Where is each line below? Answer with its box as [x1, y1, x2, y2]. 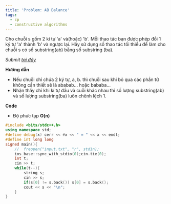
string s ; [24, 170, 45, 175]
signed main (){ [5, 141, 38, 147]
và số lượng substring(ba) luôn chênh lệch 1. [12, 93, 106, 99]
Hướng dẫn [5, 67, 30, 73]
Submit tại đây [5, 57, 36, 63]
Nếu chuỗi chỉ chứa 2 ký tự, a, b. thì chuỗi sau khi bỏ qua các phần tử [12, 76, 159, 83]
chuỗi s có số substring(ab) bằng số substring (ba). [5, 47, 114, 53]
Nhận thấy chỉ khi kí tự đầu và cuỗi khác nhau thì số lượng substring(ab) [12, 88, 164, 94]
